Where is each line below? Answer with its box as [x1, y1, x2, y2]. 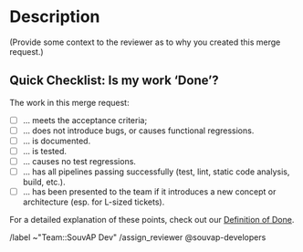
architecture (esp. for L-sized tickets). [22, 196, 165, 207]
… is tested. [22, 145, 67, 156]
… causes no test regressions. [22, 156, 137, 166]
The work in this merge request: [9, 97, 130, 108]
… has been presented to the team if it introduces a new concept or [22, 186, 277, 197]
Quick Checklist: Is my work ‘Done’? [9, 73, 219, 89]
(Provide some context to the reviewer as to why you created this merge [9, 37, 281, 47]
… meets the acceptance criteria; [22, 114, 148, 125]
